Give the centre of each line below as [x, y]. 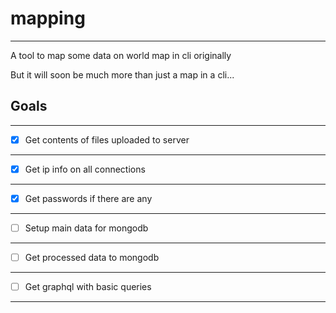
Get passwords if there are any [88, 198]
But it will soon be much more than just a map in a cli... [122, 74]
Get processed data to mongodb [92, 257]
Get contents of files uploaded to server [107, 139]
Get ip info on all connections [85, 169]
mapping [48, 18]
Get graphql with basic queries [88, 287]
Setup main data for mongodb [86, 228]
